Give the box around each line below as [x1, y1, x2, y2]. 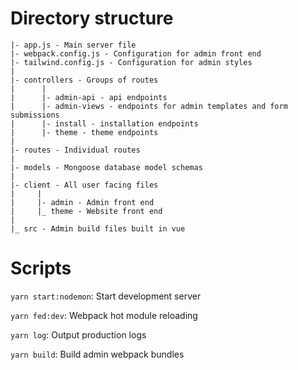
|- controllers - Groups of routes [10, 75, 159, 85]
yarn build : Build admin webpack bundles [10, 348, 185, 360]
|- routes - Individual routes [10, 145, 141, 155]
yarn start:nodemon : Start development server [10, 290, 202, 302]
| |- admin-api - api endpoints [10, 92, 168, 102]
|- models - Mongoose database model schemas [10, 162, 203, 172]
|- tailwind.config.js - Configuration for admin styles [10, 57, 253, 67]
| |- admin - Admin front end [10, 197, 155, 207]
